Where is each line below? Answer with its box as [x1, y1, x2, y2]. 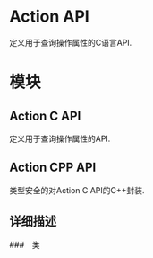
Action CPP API [9, 160, 97, 175]
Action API [9, 6, 89, 27]
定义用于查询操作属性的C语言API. [9, 37, 132, 48]
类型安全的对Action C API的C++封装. [9, 184, 145, 195]
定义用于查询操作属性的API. [9, 133, 111, 144]
